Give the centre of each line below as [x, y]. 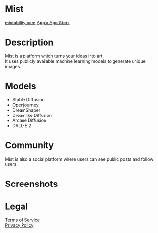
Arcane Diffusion [29, 120]
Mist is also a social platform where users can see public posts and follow [79, 159]
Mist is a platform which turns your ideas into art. [54, 56]
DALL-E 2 [22, 125]
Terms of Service [23, 220]
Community [30, 145]
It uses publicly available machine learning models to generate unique [75, 61]
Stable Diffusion [28, 99]
